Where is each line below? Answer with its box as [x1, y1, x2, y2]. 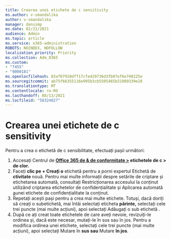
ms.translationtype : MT [5, 83, 56, 88]
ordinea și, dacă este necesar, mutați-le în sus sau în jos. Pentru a [12, 217, 151, 223]
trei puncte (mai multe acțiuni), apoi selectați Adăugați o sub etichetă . [12, 206, 160, 212]
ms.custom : [5, 60, 29, 65]
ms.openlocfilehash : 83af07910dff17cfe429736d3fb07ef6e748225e [5, 74, 143, 79]
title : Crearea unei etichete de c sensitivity [5, 7, 109, 13]
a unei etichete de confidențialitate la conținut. [12, 190, 109, 196]
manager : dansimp [5, 21, 42, 27]
